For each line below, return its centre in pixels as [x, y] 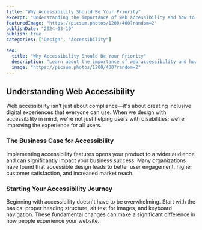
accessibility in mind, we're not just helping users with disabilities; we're [95, 119]
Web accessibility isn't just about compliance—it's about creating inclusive [99, 106]
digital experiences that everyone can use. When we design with [86, 112]
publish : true [24, 34]
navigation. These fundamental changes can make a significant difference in [101, 214]
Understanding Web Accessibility [71, 92]
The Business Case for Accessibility [60, 141]
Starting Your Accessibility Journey [60, 189]
